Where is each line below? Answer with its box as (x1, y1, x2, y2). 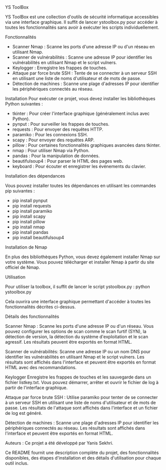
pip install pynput (12, 197, 48, 203)
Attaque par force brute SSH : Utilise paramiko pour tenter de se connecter (5, 394, 158, 400)
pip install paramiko (12, 208, 53, 214)
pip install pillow (12, 219, 46, 224)
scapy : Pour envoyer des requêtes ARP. (12, 137, 95, 143)
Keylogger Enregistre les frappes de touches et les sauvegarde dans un (5, 374, 151, 380)
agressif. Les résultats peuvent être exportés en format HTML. (5, 339, 132, 345)
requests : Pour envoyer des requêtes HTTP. (12, 126, 103, 132)
